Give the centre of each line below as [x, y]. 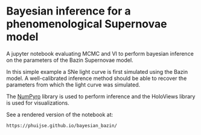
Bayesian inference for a [69, 11]
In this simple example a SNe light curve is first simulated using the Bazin [97, 71]
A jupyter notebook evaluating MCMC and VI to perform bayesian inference [100, 53]
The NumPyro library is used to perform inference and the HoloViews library [101, 96]
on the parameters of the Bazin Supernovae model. [70, 60]
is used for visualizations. [38, 103]
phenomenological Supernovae [87, 24]
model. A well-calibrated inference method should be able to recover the [97, 78]
